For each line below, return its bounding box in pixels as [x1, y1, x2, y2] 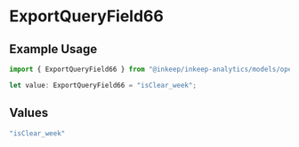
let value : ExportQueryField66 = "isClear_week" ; [9, 81, 198, 89]
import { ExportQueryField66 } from [9, 65, 145, 73]
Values [9, 105, 49, 120]
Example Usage [9, 42, 98, 57]
